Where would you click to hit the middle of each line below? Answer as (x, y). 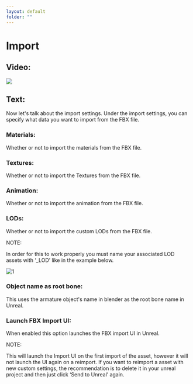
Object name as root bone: (44, 286)
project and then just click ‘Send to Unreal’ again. (65, 375)
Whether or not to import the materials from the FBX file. (74, 147)
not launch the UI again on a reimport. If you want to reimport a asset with (95, 362)
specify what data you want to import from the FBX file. (73, 120)
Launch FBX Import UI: (39, 320)
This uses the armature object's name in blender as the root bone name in (95, 299)
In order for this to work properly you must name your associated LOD (90, 254)
